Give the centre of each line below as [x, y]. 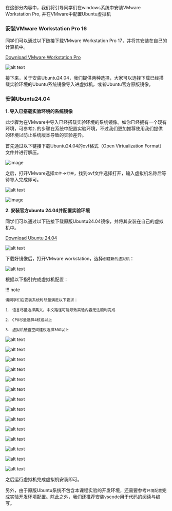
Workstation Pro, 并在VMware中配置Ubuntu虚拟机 [58, 14]
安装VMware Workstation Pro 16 [46, 28]
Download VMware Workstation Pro [43, 58]
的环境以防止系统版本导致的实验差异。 [46, 135]
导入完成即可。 [25, 179]
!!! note [13, 290]
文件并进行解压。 [23, 152]
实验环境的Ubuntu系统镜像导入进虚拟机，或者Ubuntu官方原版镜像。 [81, 84]
